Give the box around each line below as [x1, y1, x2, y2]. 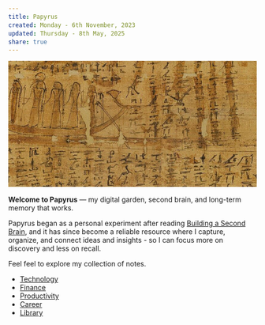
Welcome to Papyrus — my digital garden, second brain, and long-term [8, 195, 242, 205]
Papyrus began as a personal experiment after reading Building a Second [8, 218, 246, 229]
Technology [19, 274, 59, 284]
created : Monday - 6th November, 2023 [8, 21, 136, 29]
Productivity [19, 291, 59, 300]
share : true [8, 38, 47, 46]
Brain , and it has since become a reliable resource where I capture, [8, 227, 226, 236]
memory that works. [8, 203, 73, 213]
